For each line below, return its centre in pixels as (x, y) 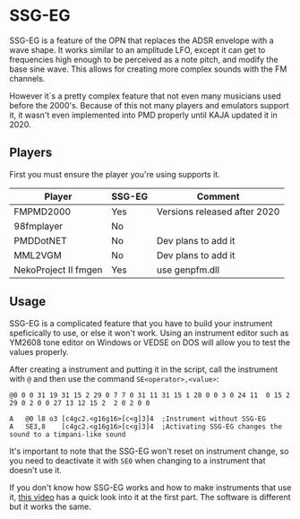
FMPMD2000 (43, 212)
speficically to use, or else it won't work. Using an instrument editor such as (149, 333)
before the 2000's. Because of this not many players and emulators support (149, 105)
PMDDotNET (40, 240)
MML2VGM (38, 255)
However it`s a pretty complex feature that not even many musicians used (146, 96)
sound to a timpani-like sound (68, 434)
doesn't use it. (36, 470)
